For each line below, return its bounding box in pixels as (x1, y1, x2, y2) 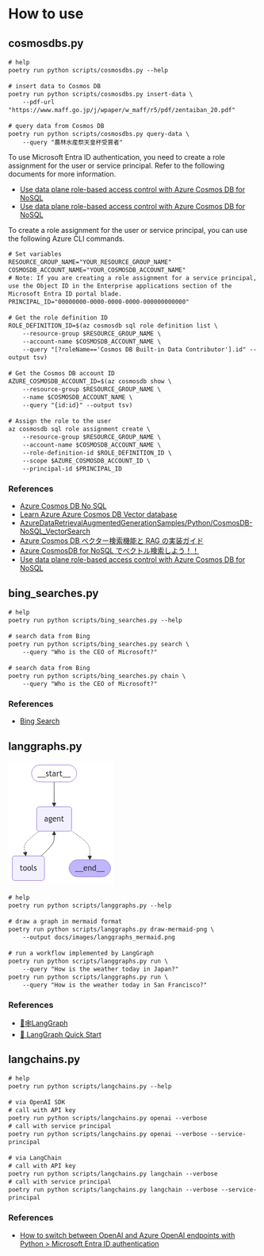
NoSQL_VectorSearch (19, 526, 91, 537)
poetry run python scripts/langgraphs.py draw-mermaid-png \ (8, 925, 215, 934)
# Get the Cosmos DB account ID (8, 370, 115, 378)
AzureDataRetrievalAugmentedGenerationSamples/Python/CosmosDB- (19, 518, 253, 528)
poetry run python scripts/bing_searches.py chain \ (8, 673, 186, 680)
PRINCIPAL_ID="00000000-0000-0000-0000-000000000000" (8, 298, 190, 306)
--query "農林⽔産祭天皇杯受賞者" (22, 138, 124, 146)
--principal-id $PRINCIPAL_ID (22, 465, 123, 473)
